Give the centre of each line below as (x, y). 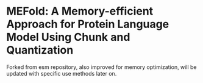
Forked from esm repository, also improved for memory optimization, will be (101, 67)
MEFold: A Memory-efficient (80, 11)
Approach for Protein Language (88, 24)
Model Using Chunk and (68, 37)
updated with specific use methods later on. (62, 73)
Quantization (40, 50)
